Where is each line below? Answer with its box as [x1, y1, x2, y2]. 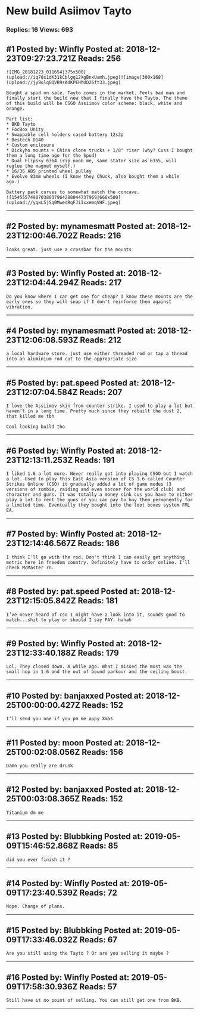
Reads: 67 [79, 934, 118, 945]
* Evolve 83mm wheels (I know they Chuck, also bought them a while [6, 173, 180, 180]
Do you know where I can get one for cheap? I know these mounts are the [6, 294, 193, 300]
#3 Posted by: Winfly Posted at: [6, 269, 126, 279]
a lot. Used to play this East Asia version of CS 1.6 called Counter [6, 476, 185, 482]
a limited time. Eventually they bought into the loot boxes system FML [6, 502, 190, 508]
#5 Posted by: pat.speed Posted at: [6, 378, 140, 388]
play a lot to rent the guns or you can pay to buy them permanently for [6, 496, 193, 502]
